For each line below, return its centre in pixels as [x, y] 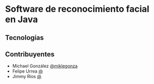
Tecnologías [24, 38]
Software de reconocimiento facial [77, 9]
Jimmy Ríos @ [27, 77]
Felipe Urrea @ [27, 71]
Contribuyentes [30, 54]
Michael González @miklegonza [45, 66]
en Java [21, 19]
